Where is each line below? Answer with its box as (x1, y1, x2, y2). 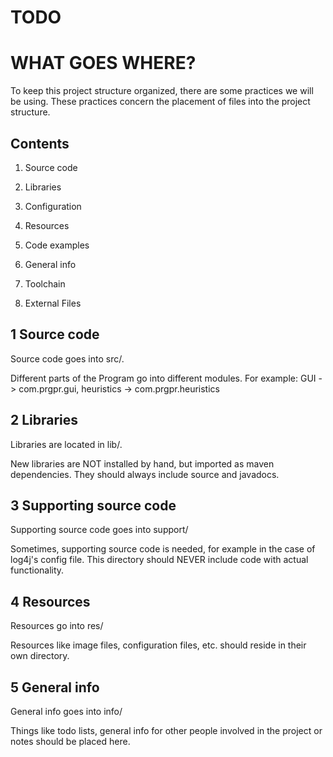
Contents (10, 135, 70, 152)
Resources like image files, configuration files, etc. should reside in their (10, 639, 307, 651)
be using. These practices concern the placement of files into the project (10, 96, 311, 108)
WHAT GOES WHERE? (10, 52, 197, 75)
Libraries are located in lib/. (10, 438, 123, 450)
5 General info (10, 679, 100, 696)
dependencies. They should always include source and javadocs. (10, 468, 280, 480)
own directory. (10, 650, 70, 662)
